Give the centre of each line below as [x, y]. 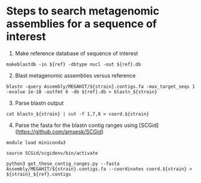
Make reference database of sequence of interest [76, 53]
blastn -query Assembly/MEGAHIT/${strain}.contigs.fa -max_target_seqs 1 [101, 86]
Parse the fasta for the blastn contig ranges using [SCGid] [87, 125]
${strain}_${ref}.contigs [39, 174]
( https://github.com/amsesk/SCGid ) [59, 131]
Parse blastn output [39, 103]
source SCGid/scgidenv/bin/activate [52, 153]
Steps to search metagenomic [83, 11]
